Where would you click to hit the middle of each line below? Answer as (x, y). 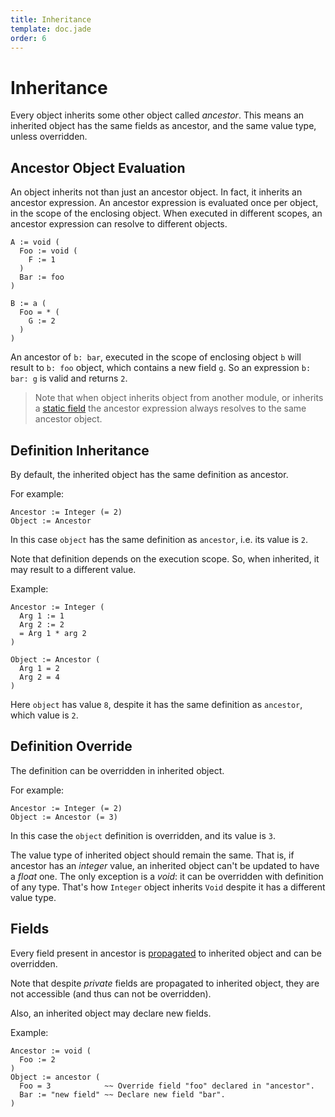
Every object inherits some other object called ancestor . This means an (157, 115)
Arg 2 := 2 (42, 624)
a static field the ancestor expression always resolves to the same (170, 408)
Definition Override (71, 746)
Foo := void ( (48, 251)
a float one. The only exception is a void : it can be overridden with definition (167, 876)
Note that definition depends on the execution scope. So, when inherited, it (165, 558)
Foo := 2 (37, 1059)
